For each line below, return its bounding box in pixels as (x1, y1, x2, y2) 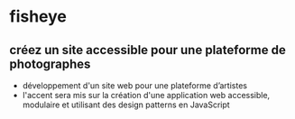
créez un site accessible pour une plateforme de (9, 42, 286, 58)
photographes (9, 56, 91, 71)
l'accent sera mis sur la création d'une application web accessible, (22, 90, 271, 100)
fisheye (9, 6, 68, 27)
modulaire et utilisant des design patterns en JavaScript (22, 99, 230, 110)
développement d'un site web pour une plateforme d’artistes (22, 80, 248, 91)
